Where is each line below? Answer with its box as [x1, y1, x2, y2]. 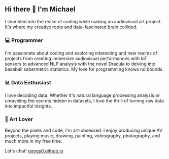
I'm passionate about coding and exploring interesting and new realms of [5, 50, 158, 56]
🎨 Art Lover [5, 116, 33, 123]
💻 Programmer [5, 36, 44, 43]
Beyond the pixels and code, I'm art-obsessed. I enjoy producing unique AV [5, 127, 163, 133]
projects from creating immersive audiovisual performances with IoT [5, 56, 148, 62]
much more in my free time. [5, 138, 62, 144]
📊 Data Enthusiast [5, 79, 51, 86]
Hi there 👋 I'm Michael [5, 5, 76, 14]
